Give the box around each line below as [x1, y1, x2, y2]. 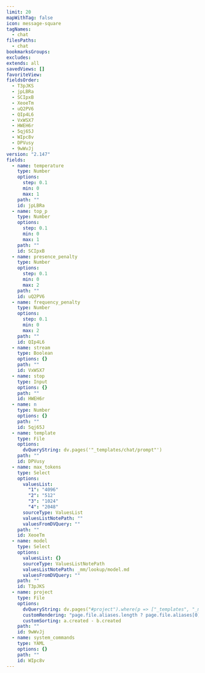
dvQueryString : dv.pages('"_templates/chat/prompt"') [22, 447, 163, 453]
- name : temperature [12, 163, 64, 169]
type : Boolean [17, 350, 53, 357]
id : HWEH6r [17, 396, 45, 402]
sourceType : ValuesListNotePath [22, 560, 105, 567]
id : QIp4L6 [17, 339, 45, 345]
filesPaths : [6, 37, 37, 43]
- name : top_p [12, 208, 48, 214]
